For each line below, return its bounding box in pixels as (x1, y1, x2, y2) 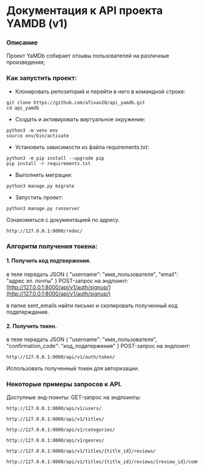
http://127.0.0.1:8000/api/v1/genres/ (6, 437, 104, 444)
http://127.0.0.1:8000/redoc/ (6, 228, 83, 234)
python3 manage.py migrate (6, 183, 75, 189)
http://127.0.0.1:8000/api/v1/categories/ (6, 427, 115, 433)
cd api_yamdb (6, 105, 39, 111)
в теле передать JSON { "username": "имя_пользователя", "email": (6, 271, 178, 278)
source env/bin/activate (6, 132, 69, 139)
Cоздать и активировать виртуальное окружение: (15, 115, 146, 122)
